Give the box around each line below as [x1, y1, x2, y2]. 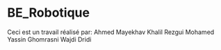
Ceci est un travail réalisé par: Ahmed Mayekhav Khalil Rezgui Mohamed [7, 28, 215, 36]
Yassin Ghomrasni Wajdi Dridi [7, 35, 92, 43]
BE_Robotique [7, 5, 90, 21]
